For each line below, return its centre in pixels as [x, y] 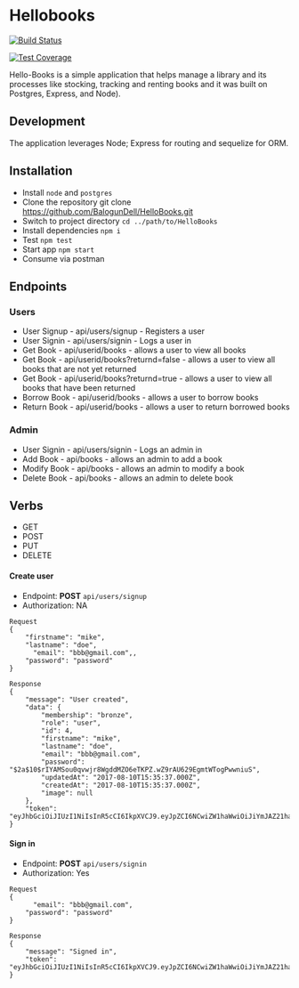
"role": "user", [71, 723]
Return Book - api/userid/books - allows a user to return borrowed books [156, 407]
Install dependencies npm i [71, 230]
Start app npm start [58, 249]
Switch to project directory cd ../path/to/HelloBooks [120, 221]
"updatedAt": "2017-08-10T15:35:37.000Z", [121, 777]
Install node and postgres [67, 192]
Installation [41, 171]
